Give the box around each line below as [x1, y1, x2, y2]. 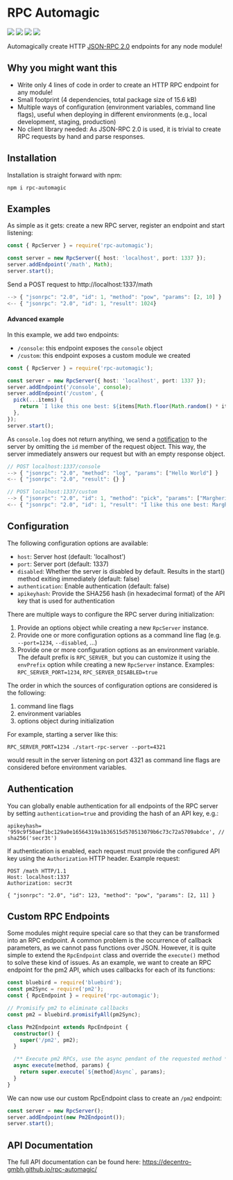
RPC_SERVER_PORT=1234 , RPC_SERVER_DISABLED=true [17, 667, 158, 676]
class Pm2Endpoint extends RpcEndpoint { [7, 1023, 129, 1031]
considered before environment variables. [7, 763, 127, 771]
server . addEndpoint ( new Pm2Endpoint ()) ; [7, 1113, 126, 1121]
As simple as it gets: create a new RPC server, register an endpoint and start [7, 221, 225, 230]
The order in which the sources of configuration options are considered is [7, 681, 218, 690]
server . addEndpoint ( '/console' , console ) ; [7, 384, 132, 391]
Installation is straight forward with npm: [7, 171, 122, 179]
